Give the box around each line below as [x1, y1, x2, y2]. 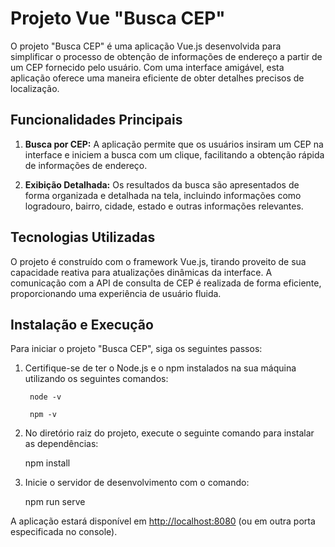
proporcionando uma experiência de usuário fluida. [10, 287, 222, 299]
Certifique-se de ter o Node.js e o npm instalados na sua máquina [24, 362, 297, 374]
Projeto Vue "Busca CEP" [10, 7, 226, 30]
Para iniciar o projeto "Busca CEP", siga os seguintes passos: [10, 343, 263, 355]
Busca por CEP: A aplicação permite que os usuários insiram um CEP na [24, 138, 324, 150]
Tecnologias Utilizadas [10, 229, 156, 246]
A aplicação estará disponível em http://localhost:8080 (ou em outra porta [10, 515, 316, 527]
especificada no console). [10, 526, 118, 538]
